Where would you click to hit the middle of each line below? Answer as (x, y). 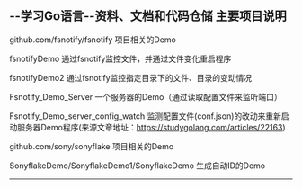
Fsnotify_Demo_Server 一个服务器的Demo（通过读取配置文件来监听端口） (146, 96)
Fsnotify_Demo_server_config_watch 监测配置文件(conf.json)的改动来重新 (145, 116)
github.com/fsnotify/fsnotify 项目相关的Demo (93, 40)
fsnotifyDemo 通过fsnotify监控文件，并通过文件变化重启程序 (120, 58)
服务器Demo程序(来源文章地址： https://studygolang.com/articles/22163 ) (151, 127)
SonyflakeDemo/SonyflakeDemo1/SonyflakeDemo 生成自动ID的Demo (138, 166)
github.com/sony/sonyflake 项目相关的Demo (92, 146)
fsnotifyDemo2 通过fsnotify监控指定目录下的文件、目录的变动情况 (131, 77)
